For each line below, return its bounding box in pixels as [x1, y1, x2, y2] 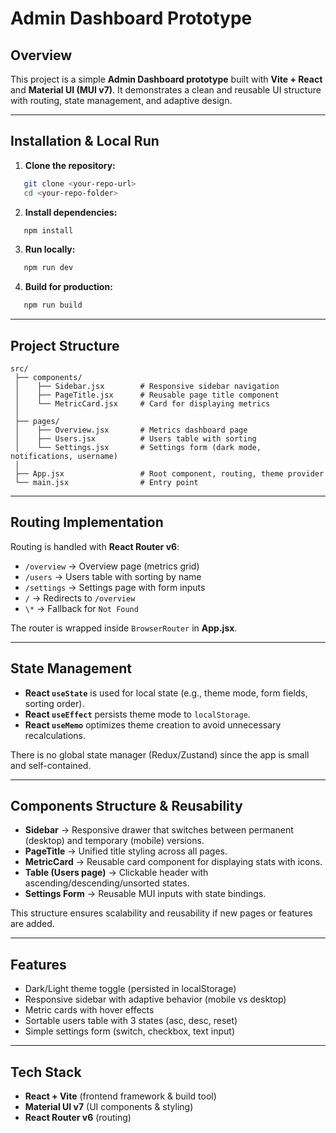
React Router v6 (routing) [24, 1112, 132, 1124]
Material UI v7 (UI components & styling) [24, 1101, 194, 1113]
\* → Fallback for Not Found [24, 602, 139, 614]
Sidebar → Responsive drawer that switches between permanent [24, 824, 294, 836]
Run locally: [24, 243, 76, 256]
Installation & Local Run [10, 133, 160, 150]
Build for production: [24, 281, 113, 293]
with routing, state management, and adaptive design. [10, 95, 233, 106]
